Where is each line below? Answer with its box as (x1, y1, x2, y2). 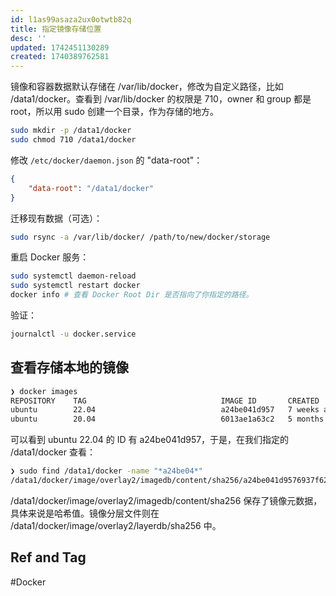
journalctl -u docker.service (10, 329, 137, 339)
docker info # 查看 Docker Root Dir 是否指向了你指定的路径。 (10, 290, 254, 300)
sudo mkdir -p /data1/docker (10, 126, 132, 136)
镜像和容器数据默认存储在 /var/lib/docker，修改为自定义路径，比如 (10, 81, 284, 93)
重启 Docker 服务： (10, 251, 90, 263)
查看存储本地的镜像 (10, 359, 129, 376)
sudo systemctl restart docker (10, 281, 141, 291)
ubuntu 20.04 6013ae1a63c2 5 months (10, 414, 325, 425)
